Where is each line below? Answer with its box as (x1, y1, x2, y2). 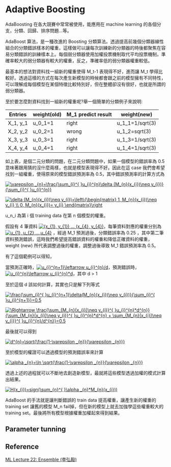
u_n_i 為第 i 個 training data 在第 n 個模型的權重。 (5, 212, 108, 218)
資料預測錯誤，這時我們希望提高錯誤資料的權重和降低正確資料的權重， (5, 236, 153, 242)
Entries (9, 111, 27, 118)
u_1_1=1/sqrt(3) (117, 119, 157, 126)
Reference (5, 442, 39, 451)
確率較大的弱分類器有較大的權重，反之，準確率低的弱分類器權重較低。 (5, 57, 153, 63)
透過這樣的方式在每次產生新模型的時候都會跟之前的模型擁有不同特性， (18, 75, 166, 81)
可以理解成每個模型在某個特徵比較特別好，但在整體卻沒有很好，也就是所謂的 (5, 81, 166, 87)
